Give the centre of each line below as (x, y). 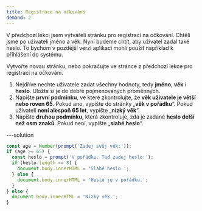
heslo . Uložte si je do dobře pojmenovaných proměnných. (88, 91)
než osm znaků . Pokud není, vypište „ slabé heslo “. (79, 123)
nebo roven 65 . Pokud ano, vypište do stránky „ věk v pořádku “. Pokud (104, 103)
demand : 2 (19, 18)
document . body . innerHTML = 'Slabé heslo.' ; (73, 168)
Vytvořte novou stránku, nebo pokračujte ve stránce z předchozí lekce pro (99, 66)
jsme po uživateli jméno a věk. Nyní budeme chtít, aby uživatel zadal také (98, 41)
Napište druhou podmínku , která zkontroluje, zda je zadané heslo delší (105, 117)
